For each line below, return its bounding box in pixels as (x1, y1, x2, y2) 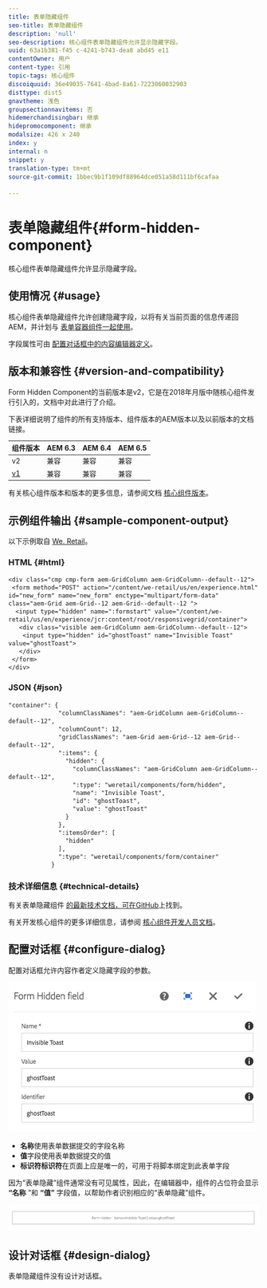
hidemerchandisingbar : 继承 (8, 114, 100, 122)
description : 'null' (8, 30, 77, 37)
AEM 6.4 (82, 443, 112, 452)
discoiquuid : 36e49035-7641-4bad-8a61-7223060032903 (8, 80, 187, 88)
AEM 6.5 (118, 443, 147, 452)
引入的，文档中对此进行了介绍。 (14, 397, 120, 407)
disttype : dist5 (8, 89, 62, 97)
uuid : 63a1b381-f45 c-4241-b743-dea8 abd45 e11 (8, 46, 170, 55)
